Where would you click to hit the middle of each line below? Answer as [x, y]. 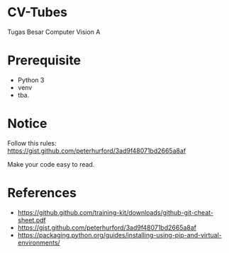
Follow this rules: [32, 143]
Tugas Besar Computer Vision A [54, 32]
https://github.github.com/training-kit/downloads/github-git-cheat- [116, 212]
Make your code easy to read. [51, 164]
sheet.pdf [32, 220]
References [42, 193]
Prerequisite [44, 60]
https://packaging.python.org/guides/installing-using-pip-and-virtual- [119, 235]
